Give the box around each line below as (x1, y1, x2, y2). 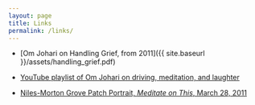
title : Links (8, 19, 52, 27)
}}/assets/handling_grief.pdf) (19, 57, 116, 67)
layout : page (8, 11, 52, 20)
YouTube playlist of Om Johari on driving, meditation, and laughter (19, 73, 240, 83)
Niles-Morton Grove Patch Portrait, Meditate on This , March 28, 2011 (19, 88, 248, 98)
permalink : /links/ (8, 26, 74, 34)
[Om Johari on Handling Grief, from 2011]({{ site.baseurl (19, 49, 205, 59)
